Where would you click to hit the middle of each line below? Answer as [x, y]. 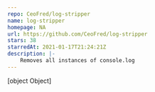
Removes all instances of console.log [77, 61]
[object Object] [30, 81]
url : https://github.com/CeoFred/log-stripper [77, 34]
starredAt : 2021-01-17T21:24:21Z [57, 47]
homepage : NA [27, 27]
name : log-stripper [36, 21]
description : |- [31, 54]
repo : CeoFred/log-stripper [49, 14]
